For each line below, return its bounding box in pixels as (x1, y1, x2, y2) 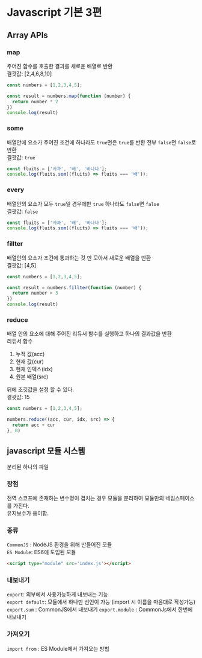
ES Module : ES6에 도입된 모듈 (7, 549, 76, 556)
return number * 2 (12, 98, 59, 104)
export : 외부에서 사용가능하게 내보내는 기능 (7, 591, 108, 598)
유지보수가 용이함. (7, 509, 49, 517)
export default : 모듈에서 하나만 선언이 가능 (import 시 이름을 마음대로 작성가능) (7, 598, 196, 605)
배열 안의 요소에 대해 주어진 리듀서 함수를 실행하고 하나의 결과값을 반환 (7, 330, 172, 337)
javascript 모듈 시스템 (7, 446, 86, 456)
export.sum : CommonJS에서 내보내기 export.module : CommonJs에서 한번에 (7, 606, 193, 613)
